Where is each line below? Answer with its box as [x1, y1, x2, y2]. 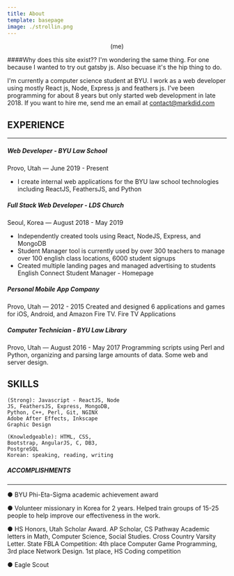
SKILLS [7, 378, 40, 390]
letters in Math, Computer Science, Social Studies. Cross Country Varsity [7, 532, 217, 540]
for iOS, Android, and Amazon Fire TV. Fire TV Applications [7, 310, 176, 318]
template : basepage [7, 17, 64, 24]
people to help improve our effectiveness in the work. [7, 511, 161, 520]
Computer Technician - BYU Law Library [7, 325, 127, 334]
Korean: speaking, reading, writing [7, 451, 114, 458]
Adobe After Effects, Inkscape [7, 415, 98, 422]
